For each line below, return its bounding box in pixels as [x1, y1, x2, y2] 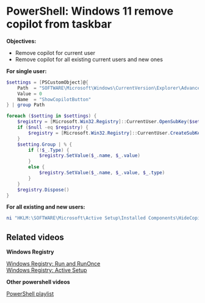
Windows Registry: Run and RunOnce [6, 260, 101, 268]
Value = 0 [17, 90, 43, 97]
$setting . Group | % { [17, 141, 72, 148]
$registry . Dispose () [17, 187, 70, 193]
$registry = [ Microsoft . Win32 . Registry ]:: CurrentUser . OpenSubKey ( [17, 119, 190, 125]
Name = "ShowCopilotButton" [17, 96, 92, 102]
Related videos [6, 232, 64, 242]
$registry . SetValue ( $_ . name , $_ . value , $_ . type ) [38, 169, 165, 176]
